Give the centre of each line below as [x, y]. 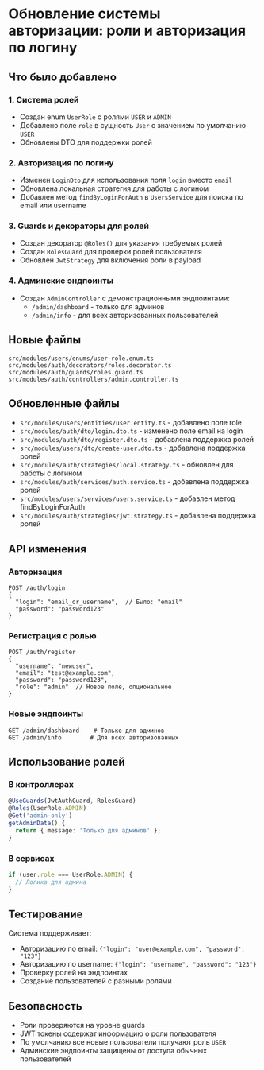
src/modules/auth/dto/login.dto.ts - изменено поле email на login [131, 431]
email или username [53, 205]
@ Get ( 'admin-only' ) [40, 816]
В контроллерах [41, 784]
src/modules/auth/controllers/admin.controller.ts [94, 379]
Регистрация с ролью [52, 636]
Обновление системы [84, 14]
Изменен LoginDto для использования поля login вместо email [126, 180]
